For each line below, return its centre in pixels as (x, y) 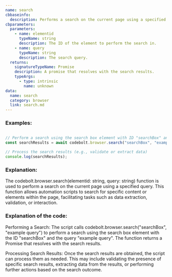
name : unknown (39, 86)
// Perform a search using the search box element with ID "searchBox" (83, 138)
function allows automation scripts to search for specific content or (76, 192)
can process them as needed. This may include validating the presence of (83, 259)
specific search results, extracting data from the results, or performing (80, 264)
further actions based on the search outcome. (54, 269)
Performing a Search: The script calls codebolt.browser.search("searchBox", (86, 227)
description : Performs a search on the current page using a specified (88, 19)
